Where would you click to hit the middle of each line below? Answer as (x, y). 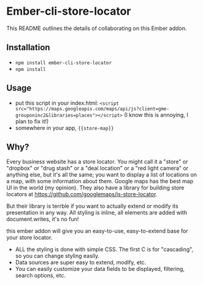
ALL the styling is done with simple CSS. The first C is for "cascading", (104, 249)
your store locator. (29, 238)
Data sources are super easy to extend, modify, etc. (81, 262)
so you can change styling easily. (57, 256)
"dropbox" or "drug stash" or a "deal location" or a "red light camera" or (98, 168)
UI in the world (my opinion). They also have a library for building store (95, 188)
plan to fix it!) (32, 121)
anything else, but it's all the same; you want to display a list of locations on (102, 175)
